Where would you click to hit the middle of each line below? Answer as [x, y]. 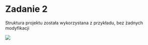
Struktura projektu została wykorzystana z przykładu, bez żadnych [74, 23]
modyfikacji [17, 28]
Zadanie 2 [26, 9]
